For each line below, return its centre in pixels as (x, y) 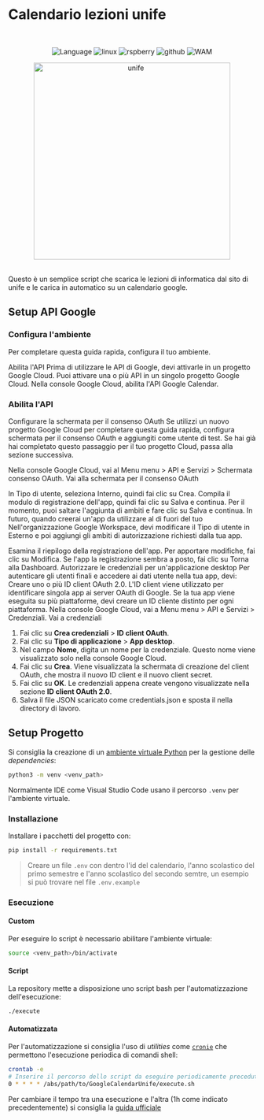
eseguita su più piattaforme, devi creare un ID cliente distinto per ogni (121, 601)
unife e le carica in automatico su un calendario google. (98, 287)
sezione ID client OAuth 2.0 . (66, 692)
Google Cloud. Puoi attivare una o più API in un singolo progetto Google (124, 375)
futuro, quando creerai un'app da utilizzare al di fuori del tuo (105, 518)
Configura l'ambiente (50, 335)
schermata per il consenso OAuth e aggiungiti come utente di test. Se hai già (132, 438)
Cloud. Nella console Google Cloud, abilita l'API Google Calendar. (114, 384)
